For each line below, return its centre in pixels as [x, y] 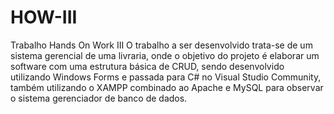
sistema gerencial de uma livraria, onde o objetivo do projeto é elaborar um [165, 55]
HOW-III [44, 17]
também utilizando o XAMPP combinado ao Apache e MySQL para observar [167, 87]
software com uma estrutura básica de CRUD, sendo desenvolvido [147, 66]
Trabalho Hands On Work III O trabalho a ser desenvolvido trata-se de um [161, 45]
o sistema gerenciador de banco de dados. [99, 98]
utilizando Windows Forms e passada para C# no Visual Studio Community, [166, 77]
